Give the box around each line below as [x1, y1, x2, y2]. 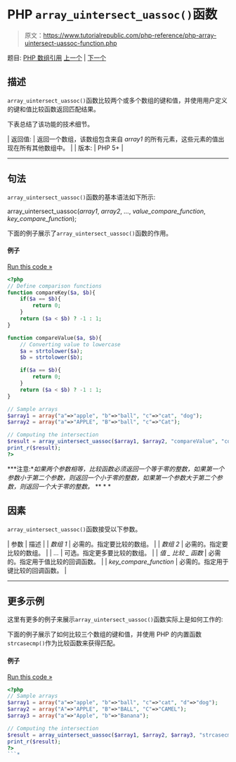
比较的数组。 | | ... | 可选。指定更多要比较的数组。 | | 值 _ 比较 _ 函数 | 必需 [7, 548, 221, 557]
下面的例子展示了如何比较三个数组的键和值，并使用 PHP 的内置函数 [7, 630, 202, 639]
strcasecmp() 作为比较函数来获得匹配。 [7, 639, 119, 647]
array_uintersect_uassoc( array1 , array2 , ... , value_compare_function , [7, 207, 206, 215]
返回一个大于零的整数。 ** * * [25, 482, 111, 490]
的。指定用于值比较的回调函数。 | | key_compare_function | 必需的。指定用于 [7, 557, 229, 566]
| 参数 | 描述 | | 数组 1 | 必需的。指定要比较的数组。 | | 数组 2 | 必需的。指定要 [7, 540, 228, 548]
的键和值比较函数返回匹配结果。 [7, 105, 100, 113]
